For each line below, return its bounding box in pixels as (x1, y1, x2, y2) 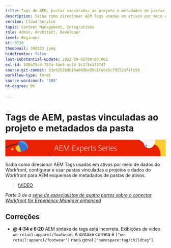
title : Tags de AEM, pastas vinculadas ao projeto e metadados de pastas (5, 8, 165, 13)
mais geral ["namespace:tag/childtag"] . (71, 237, 155, 243)
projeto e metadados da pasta (5, 122, 134, 134)
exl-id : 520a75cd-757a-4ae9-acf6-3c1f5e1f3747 (5, 62, 106, 67)
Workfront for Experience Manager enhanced (5, 197, 101, 204)
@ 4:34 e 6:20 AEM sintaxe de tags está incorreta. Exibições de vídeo (12, 226, 161, 232)
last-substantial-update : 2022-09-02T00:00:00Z (5, 57, 108, 62)
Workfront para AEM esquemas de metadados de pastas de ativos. (5, 172, 146, 179)
